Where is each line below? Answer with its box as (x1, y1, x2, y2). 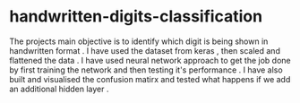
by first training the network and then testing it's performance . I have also (9, 64, 284, 75)
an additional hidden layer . (9, 83, 109, 94)
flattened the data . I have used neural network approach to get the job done (9, 55, 291, 65)
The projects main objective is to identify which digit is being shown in (9, 36, 269, 47)
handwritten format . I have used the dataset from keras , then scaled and (9, 45, 280, 56)
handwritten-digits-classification (9, 6, 262, 27)
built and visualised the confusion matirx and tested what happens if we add (9, 73, 291, 84)
